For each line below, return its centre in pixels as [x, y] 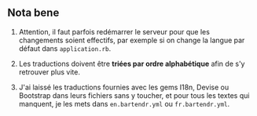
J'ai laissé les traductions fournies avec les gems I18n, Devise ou [124, 87]
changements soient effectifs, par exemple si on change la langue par [132, 40]
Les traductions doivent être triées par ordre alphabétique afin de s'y [132, 63]
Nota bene [33, 13]
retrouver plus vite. [49, 72]
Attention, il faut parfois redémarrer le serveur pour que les [114, 31]
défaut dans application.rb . [65, 48]
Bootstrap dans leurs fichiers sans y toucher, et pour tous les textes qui [134, 95]
